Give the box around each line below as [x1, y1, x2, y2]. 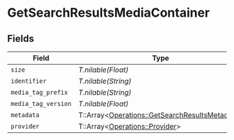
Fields [7, 33, 35, 45]
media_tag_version [10, 100, 72, 107]
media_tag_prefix [10, 88, 68, 96]
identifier [10, 77, 47, 85]
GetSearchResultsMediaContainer [7, 5, 210, 21]
